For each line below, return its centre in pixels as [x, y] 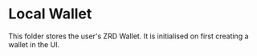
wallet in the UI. [34, 44]
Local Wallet [50, 14]
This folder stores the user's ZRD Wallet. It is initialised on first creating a [128, 36]
